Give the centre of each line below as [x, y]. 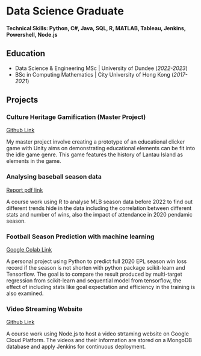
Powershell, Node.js [32, 34]
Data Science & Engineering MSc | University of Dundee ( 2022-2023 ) [101, 68]
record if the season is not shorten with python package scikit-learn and [96, 267]
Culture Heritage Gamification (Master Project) [76, 117]
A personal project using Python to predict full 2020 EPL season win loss [97, 261]
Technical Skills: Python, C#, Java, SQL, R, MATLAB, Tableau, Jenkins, [96, 28]
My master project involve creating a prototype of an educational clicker [96, 142]
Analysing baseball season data [54, 177]
